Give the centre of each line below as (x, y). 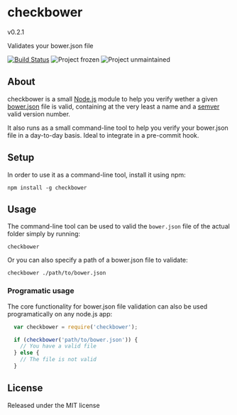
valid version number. (39, 114)
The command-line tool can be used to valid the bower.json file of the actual (119, 226)
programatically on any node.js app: (60, 314)
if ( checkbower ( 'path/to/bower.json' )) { (76, 340)
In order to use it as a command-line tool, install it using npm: (97, 175)
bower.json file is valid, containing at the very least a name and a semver (114, 106)
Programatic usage (41, 291)
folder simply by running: (44, 234)
